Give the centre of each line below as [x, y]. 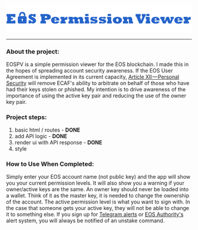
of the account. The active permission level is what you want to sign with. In [98, 202]
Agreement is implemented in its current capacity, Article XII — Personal [93, 77]
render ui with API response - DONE [58, 143]
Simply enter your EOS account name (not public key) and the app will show [98, 177]
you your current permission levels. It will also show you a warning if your [95, 183]
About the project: [33, 51]
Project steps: [27, 117]
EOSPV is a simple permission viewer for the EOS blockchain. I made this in [98, 64]
